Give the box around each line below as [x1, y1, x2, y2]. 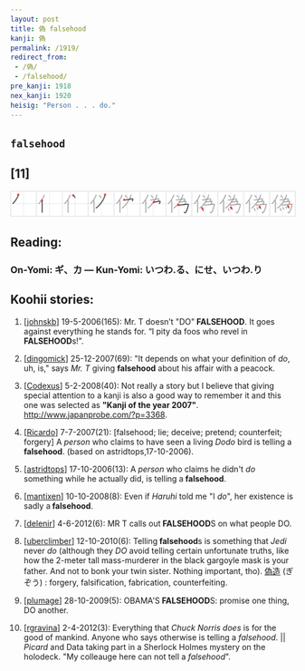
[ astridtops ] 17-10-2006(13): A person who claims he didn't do [23, 463, 256, 474]
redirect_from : [10, 53, 68, 63]
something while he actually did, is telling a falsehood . [23, 472, 227, 484]
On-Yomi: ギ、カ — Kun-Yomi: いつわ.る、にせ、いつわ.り [10, 263, 263, 276]
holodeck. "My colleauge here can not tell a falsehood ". [23, 651, 232, 662]
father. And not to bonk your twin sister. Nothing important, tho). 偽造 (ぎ [23, 565, 294, 576]
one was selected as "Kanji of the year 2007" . [23, 399, 199, 410]
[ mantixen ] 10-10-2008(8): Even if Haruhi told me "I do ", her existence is [23, 491, 293, 501]
